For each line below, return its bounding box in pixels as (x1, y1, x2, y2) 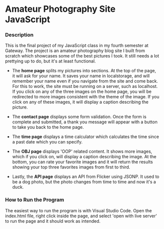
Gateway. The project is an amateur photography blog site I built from (5, 48, 145, 54)
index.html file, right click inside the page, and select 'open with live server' (5, 213, 158, 219)
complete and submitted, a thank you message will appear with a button (12, 119, 158, 125)
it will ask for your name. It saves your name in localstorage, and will (12, 73, 150, 79)
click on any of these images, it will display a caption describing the (12, 99, 149, 105)
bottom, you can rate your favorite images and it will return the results (12, 159, 153, 165)
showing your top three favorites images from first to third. (12, 164, 131, 170)
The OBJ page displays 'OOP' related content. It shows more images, (12, 148, 153, 154)
